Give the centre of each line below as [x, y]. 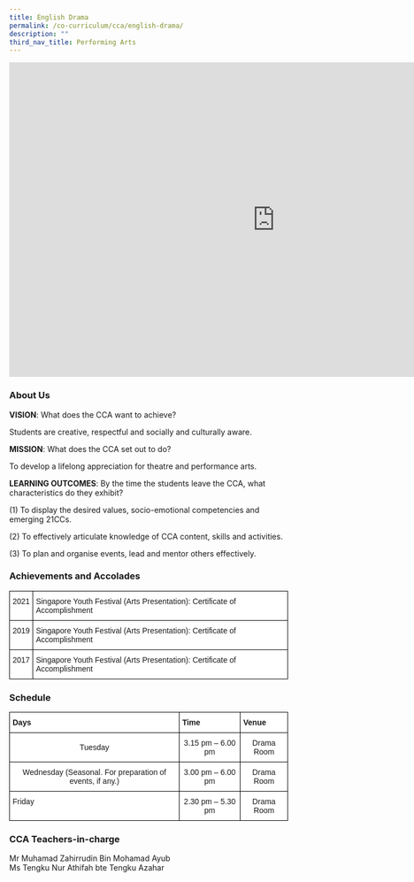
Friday [23, 802]
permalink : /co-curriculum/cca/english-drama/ [96, 26]
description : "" [39, 34]
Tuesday [94, 748]
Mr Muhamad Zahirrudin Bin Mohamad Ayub [90, 858]
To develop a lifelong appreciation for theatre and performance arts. [133, 466]
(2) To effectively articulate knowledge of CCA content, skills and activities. [146, 536]
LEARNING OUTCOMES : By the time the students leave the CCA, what [138, 483]
